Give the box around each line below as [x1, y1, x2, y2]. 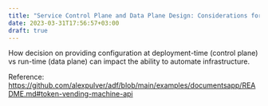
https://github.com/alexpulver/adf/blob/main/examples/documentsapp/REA [8, 80, 256, 90]
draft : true [8, 26, 48, 34]
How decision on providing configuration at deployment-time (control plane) [8, 49, 258, 58]
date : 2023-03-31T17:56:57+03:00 [8, 19, 120, 27]
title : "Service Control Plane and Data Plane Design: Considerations [8, 11, 248, 20]
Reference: [8, 73, 45, 82]
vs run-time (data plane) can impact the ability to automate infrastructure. [8, 57, 250, 66]
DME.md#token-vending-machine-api [8, 89, 133, 99]
